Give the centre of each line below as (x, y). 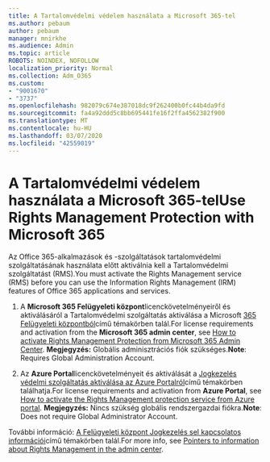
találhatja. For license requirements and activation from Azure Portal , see (141, 391)
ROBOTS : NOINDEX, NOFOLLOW (54, 61)
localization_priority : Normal (61, 69)
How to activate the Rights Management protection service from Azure (137, 399)
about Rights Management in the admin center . (86, 449)
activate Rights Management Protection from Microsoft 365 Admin (130, 341)
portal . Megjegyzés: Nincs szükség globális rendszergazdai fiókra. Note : (141, 408)
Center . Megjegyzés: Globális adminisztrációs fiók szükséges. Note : (133, 350)
